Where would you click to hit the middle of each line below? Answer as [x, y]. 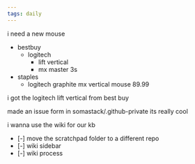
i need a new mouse [36, 33]
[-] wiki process [40, 153]
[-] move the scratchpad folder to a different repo [88, 138]
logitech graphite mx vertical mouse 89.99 [88, 84]
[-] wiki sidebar [39, 146]
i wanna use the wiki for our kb [52, 125]
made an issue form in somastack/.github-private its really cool [97, 111]
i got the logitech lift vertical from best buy [68, 98]
